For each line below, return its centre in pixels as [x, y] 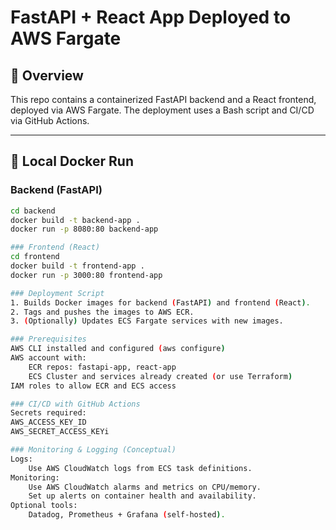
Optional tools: [44, 506]
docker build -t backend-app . [75, 220]
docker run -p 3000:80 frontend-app [86, 275]
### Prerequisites [48, 339]
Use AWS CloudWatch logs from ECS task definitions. [140, 468]
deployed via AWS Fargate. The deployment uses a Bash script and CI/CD [162, 110]
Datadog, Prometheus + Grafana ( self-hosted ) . [127, 515]
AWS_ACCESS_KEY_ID [48, 422]
